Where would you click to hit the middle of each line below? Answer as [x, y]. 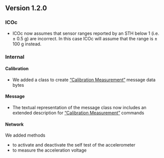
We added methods [25, 135]
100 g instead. [27, 44]
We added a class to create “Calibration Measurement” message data [84, 80]
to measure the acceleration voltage [49, 150]
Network [14, 124]
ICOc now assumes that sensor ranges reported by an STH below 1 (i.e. [86, 33]
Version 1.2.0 [26, 8]
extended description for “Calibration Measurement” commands [78, 113]
